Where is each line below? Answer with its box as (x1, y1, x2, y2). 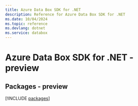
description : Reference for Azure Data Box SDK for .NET (5, 12, 126, 17)
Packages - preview (5, 82, 68, 91)
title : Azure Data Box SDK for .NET (5, 7, 81, 12)
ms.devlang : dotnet (5, 26, 46, 31)
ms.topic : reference (5, 21, 48, 26)
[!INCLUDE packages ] (5, 96, 50, 101)
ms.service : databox (5, 30, 48, 35)
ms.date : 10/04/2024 (5, 16, 48, 21)
